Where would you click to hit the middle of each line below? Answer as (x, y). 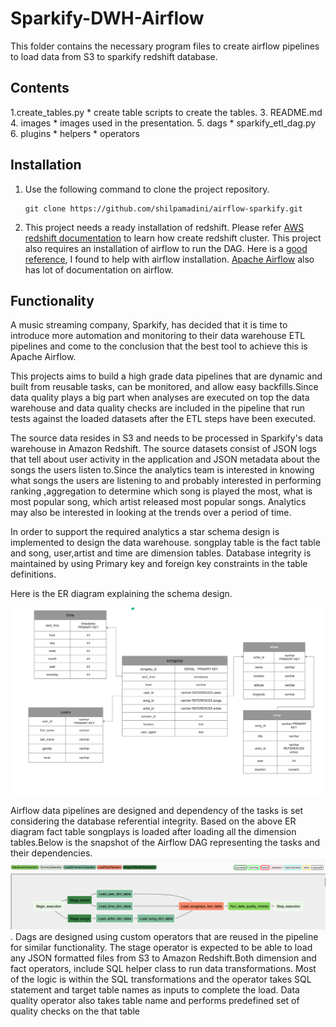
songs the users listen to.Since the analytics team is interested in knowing (162, 470)
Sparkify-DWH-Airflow (107, 18)
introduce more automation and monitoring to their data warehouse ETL (158, 336)
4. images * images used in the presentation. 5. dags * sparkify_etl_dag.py (163, 123)
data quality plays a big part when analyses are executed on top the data (160, 398)
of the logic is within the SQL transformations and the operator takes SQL (161, 979)
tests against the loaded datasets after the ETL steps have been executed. (163, 419)
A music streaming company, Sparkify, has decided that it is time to (149, 325)
